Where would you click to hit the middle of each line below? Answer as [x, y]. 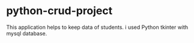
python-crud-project [59, 11]
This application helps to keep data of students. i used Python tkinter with [97, 27]
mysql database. [27, 33]
